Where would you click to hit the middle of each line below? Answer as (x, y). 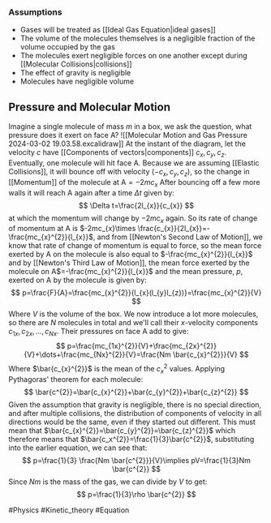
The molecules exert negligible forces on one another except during (133, 56)
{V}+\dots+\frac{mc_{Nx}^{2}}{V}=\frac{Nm (98, 354)
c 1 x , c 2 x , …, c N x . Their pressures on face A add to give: (99, 332)
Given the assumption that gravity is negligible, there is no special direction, (135, 405)
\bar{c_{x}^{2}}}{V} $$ (211, 354)
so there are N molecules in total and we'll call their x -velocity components (133, 323)
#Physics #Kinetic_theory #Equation (69, 510)
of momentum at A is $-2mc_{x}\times (72, 229)
